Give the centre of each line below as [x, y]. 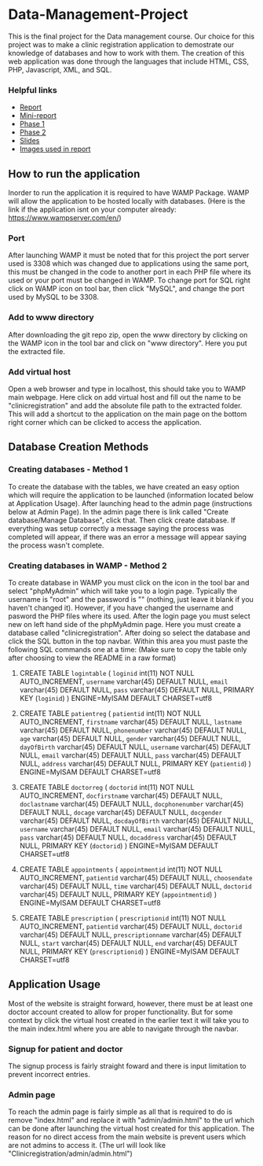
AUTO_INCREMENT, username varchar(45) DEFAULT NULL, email [124, 681]
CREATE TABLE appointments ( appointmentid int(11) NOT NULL [121, 869]
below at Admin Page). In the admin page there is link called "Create [119, 511]
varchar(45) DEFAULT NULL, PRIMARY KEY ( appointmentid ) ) [118, 894]
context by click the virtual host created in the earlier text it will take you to [129, 1020]
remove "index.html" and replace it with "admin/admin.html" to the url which [131, 1120]
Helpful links [33, 90]
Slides [29, 141]
